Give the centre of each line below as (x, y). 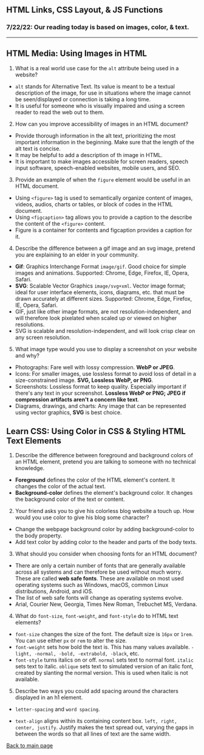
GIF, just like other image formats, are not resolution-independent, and (103, 311)
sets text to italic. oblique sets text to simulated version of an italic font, (104, 666)
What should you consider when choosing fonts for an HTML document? (106, 554)
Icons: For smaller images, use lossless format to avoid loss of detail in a (105, 374)
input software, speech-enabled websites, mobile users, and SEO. (97, 168)
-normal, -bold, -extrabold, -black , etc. (87, 654)
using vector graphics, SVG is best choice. (68, 412)
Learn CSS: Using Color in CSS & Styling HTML (96, 431)
